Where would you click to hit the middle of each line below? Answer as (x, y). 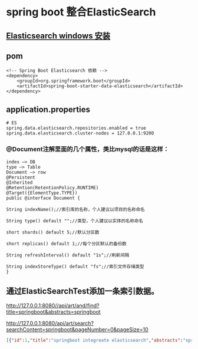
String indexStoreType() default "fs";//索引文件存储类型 (75, 266)
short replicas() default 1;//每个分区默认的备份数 (66, 243)
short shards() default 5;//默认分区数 (53, 232)
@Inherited (19, 182)
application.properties (48, 109)
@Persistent (21, 177)
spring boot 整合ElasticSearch (81, 12)
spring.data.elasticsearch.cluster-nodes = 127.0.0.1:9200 (80, 133)
